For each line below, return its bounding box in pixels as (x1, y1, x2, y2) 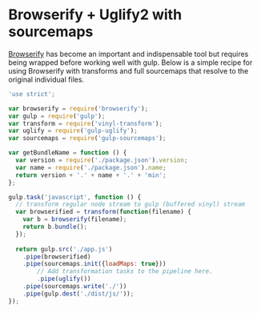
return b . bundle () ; (22, 223, 88, 231)
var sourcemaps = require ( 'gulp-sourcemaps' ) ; (8, 134, 167, 142)
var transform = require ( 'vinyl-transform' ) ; (8, 119, 163, 127)
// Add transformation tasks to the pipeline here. (37, 267, 214, 275)
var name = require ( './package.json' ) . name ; (15, 163, 167, 171)
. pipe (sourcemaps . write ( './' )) (22, 283, 127, 291)
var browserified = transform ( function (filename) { (15, 208, 192, 216)
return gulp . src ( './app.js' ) (15, 245, 113, 253)
